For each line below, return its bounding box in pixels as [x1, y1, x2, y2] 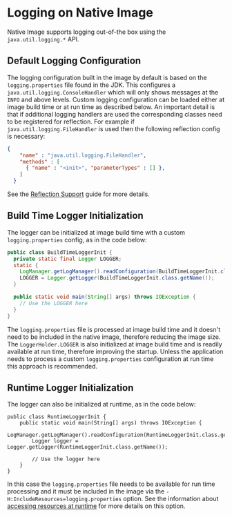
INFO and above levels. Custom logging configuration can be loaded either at [7, 95, 225, 104]
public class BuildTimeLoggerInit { [7, 248, 113, 256]
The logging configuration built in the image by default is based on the [7, 73, 207, 81]
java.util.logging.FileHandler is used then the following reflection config [7, 124, 220, 133]
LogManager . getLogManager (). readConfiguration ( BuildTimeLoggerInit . [19, 268, 221, 275]
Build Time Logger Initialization [7, 210, 144, 222]
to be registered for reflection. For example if [7, 117, 135, 126]
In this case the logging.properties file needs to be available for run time [7, 480, 215, 488]
